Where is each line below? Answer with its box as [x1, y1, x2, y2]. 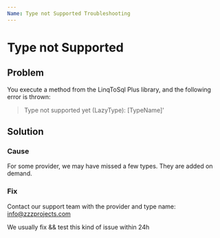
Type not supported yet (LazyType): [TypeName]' [23, 106, 165, 114]
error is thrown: [7, 92, 51, 100]
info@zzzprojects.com [7, 209, 71, 217]
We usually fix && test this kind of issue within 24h [7, 223, 150, 231]
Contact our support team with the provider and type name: [7, 202, 176, 210]
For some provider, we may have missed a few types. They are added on [7, 162, 213, 171]
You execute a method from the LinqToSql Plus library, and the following [7, 85, 212, 94]
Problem [7, 67, 45, 79]
